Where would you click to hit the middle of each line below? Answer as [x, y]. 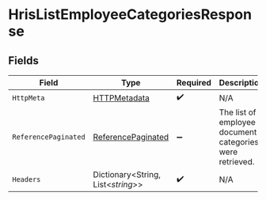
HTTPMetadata [122, 98]
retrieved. [237, 162]
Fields [24, 60]
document [238, 132]
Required [194, 83]
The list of [237, 112]
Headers [27, 179]
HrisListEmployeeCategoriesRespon [130, 15]
